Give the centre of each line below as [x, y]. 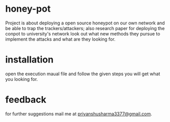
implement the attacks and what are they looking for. [60, 39]
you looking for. [22, 79]
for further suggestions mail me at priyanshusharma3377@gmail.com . [79, 114]
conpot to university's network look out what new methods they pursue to [83, 34]
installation [30, 60]
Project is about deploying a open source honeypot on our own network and [85, 23]
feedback [26, 100]
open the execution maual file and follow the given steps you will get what [83, 74]
